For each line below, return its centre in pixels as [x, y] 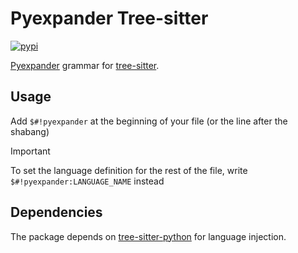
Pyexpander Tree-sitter [109, 18]
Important [30, 151]
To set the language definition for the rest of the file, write [129, 170]
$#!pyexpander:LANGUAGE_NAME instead [87, 181]
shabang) [30, 131]
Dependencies [56, 212]
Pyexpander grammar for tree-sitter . [85, 65]
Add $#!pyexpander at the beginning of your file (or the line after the [149, 121]
